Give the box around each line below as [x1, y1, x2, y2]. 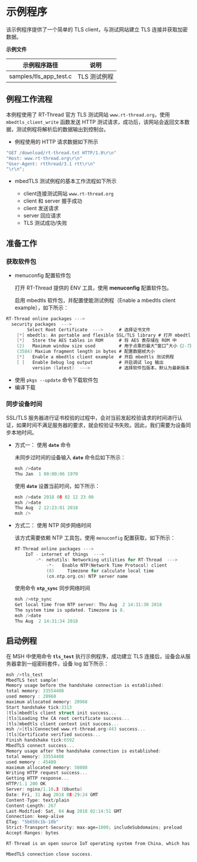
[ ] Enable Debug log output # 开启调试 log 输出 [16, 359, 164, 365]
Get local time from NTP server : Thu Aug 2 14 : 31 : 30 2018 [14, 602, 162, 608]
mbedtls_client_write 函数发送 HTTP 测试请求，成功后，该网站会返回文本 [6, 118, 185, 125]
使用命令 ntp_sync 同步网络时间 [14, 585, 90, 592]
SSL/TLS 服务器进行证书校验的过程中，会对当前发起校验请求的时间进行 [6, 414, 178, 421]
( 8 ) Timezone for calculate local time [46, 568, 154, 574]
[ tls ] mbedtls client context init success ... [6, 720, 119, 727]
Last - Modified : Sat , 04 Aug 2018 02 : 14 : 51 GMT [6, 808, 122, 814]
